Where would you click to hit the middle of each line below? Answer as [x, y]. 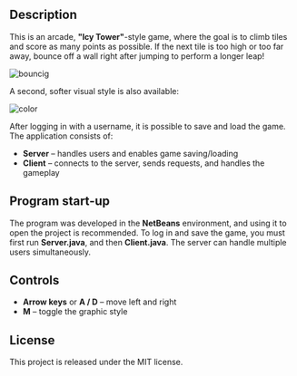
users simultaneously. [50, 252]
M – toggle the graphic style [75, 312]
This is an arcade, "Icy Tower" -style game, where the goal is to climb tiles [148, 36]
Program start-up [60, 202]
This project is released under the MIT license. [96, 362]
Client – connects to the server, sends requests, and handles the [144, 163]
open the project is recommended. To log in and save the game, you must [148, 232]
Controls [35, 280]
